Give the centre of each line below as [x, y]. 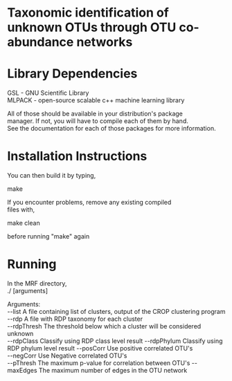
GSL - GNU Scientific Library [48, 93]
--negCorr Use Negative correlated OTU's [67, 355]
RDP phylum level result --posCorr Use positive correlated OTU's [100, 348]
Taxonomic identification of [88, 13]
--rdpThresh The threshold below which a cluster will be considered [104, 326]
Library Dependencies [72, 74]
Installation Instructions [77, 156]
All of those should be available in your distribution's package [95, 114]
